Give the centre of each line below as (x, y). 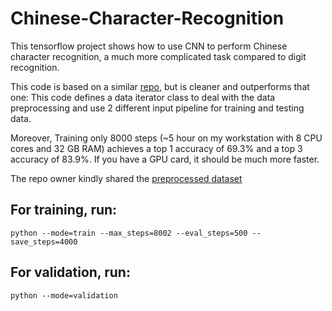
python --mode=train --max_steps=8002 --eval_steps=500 (129, 233)
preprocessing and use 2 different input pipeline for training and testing (157, 108)
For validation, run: (70, 272)
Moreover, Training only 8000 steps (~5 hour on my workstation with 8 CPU (166, 138)
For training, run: (64, 210)
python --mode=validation (64, 295)
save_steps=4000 (44, 242)
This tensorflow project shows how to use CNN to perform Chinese (149, 46)
